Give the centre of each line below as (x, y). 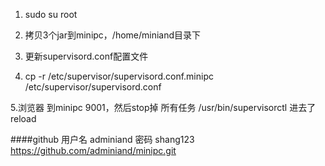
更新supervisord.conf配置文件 (86, 56)
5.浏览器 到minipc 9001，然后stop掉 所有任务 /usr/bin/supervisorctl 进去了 (163, 107)
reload (23, 118)
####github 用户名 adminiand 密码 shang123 (102, 139)
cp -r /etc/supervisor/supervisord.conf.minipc (119, 76)
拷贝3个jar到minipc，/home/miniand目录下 (113, 35)
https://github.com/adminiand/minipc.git (93, 150)
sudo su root (51, 14)
